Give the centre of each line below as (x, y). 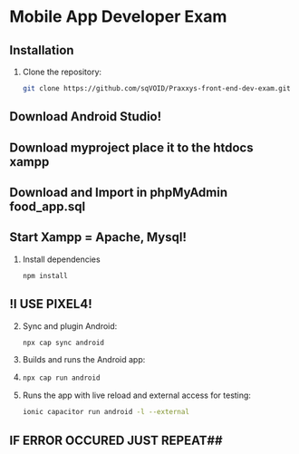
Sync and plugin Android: (70, 326)
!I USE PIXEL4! (51, 304)
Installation (42, 50)
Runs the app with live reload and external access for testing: (137, 395)
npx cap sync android (63, 343)
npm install (45, 275)
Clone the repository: (62, 72)
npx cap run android (61, 378)
